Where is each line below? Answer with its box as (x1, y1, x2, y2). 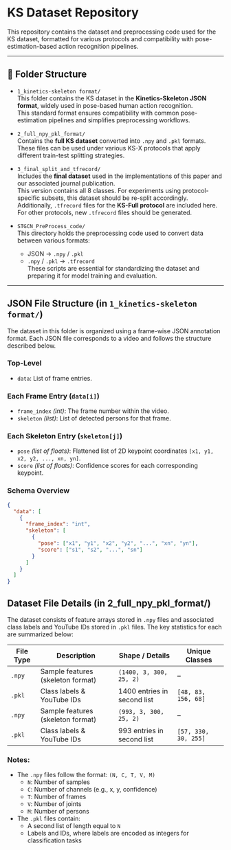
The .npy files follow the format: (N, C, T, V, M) (16, 771, 156, 779)
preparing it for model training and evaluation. (27, 271, 157, 280)
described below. (7, 342, 56, 350)
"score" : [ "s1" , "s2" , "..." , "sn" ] (37, 546, 143, 553)
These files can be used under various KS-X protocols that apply (16, 144, 201, 152)
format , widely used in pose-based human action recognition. (16, 101, 193, 109)
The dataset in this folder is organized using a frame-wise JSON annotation (7, 326, 221, 335)
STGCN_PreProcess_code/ (16, 223, 86, 230)
